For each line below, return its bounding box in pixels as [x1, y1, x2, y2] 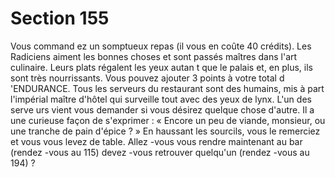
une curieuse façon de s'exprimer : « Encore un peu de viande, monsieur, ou [10, 114, 326, 126]
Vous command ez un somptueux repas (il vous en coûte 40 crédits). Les [10, 40, 312, 52]
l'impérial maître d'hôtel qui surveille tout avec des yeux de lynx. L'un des [10, 93, 312, 105]
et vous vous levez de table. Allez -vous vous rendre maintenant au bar [10, 135, 303, 147]
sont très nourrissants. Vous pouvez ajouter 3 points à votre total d [10, 72, 285, 84]
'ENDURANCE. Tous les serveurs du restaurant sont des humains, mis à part [10, 82, 325, 94]
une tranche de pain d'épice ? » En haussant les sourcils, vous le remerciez [10, 125, 321, 137]
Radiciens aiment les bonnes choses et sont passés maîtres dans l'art [10, 50, 298, 62]
